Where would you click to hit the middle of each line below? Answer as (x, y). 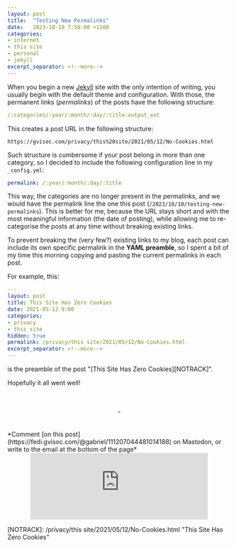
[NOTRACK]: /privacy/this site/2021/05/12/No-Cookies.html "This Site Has (115, 530)
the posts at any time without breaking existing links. (117, 226)
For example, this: (33, 277)
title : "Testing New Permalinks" (58, 21)
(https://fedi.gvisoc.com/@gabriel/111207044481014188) (90, 442)
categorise (23, 226)
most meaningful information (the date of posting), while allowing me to (112, 219)
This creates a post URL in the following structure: (80, 128)
